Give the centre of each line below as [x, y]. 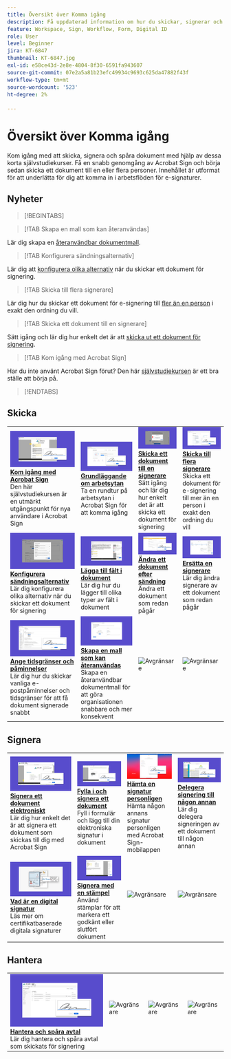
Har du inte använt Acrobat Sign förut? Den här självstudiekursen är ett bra [113, 371]
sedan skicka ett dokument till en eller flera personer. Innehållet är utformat [113, 170]
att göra [92, 694]
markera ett [93, 914]
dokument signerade [39, 705]
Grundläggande [104, 475]
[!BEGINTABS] [44, 215]
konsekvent [97, 716]
